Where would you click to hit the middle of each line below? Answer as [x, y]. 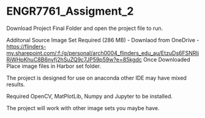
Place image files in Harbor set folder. [54, 66]
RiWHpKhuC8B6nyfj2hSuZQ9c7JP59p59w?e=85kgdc [74, 59]
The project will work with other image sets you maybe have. [83, 108]
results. [16, 84]
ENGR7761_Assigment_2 [70, 11]
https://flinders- [26, 46]
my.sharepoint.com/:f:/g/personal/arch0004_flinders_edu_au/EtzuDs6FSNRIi [103, 53]
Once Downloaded [167, 59]
